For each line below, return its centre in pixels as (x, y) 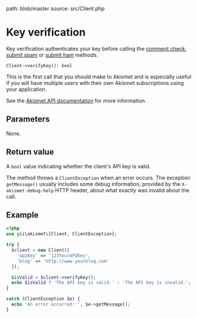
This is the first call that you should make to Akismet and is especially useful (99, 77)
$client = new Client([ (40, 250)
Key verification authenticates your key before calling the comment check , (96, 48)
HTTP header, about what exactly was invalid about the (122, 190)
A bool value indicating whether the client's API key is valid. (78, 166)
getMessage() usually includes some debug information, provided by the (93, 184)
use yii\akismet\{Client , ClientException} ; (62, 234)
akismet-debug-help (30, 191)
